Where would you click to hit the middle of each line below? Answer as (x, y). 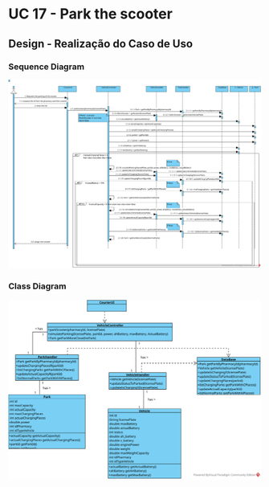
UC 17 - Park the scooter (90, 14)
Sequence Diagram (47, 67)
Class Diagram (37, 286)
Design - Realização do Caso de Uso (101, 44)
